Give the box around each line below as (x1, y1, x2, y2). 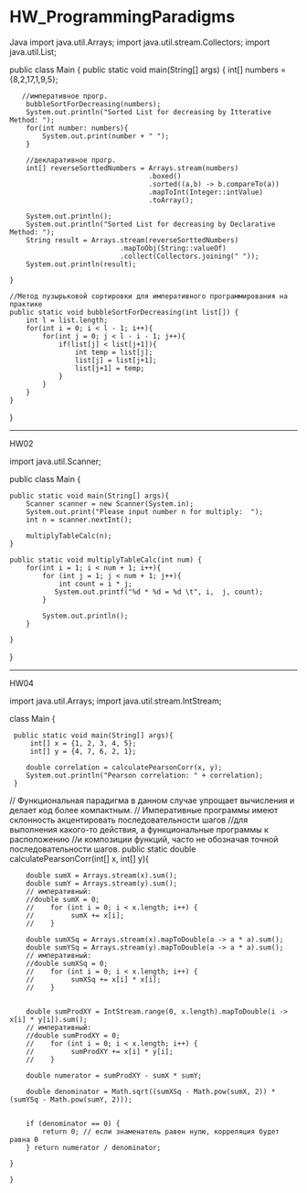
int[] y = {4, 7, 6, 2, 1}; (29, 747, 137, 756)
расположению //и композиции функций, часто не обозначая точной (9, 833, 279, 844)
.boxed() (148, 171, 182, 180)
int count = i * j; (58, 579, 132, 588)
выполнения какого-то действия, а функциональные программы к (9, 823, 270, 834)
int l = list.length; (26, 316, 108, 325)
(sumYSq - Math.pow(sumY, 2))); (9, 1095, 132, 1104)
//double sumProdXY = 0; (26, 1031, 121, 1040)
